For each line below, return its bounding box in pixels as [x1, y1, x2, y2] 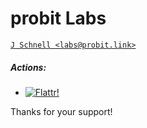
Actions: [10, 61, 47, 73]
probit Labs [10, 7, 107, 30]
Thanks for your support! [10, 105, 113, 117]
